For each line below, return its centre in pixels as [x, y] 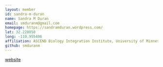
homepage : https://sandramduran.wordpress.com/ [54, 28]
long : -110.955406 [24, 37]
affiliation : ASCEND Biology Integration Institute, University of [75, 41]
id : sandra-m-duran [25, 14]
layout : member [20, 9]
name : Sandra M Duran [27, 18]
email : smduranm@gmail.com [32, 23]
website [13, 59]
